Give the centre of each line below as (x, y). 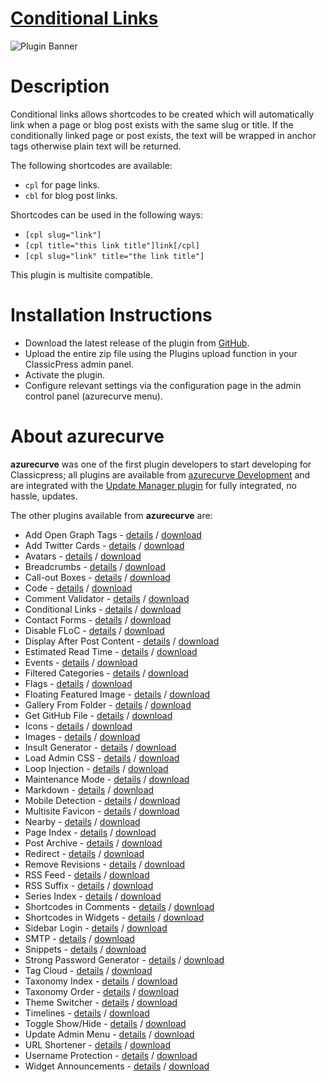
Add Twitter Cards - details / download (104, 545)
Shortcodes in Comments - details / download (119, 906)
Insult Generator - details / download (100, 747)
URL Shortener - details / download (98, 1044)
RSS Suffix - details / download (89, 885)
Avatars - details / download (83, 556)
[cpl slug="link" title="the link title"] (114, 256)
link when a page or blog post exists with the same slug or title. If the (152, 124)
